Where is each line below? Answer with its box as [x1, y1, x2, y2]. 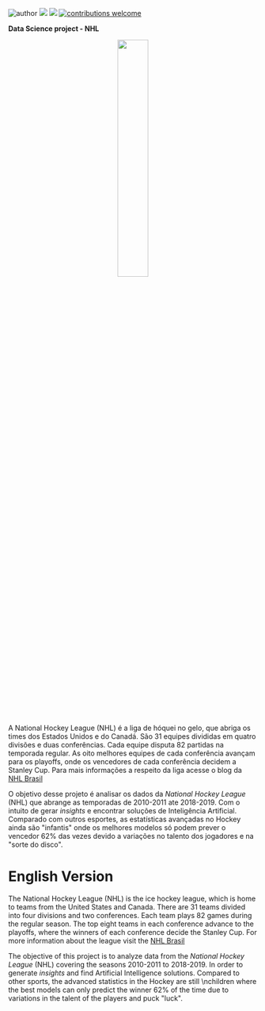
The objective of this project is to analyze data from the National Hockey [8, 951, 245, 960]
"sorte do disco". [8, 840, 63, 849]
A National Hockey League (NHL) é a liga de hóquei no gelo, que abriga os [8, 723, 251, 732]
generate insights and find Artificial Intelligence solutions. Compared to [8, 968, 240, 978]
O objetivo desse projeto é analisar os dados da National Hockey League [8, 790, 247, 798]
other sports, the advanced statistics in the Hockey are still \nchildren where [8, 976, 257, 986]
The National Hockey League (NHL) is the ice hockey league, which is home [8, 894, 256, 903]
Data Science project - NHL [8, 24, 100, 33]
